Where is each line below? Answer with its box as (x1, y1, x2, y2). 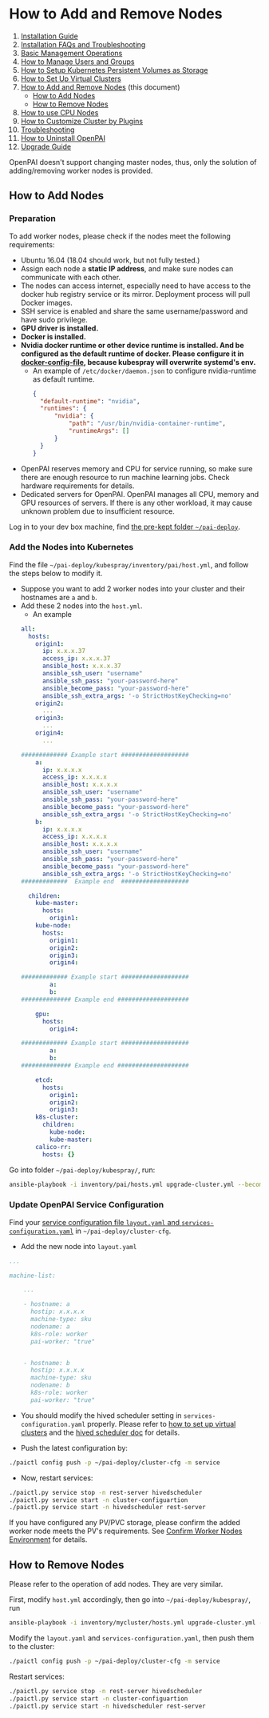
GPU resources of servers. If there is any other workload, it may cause (20, 498, 252, 507)
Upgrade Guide (20, 142, 72, 151)
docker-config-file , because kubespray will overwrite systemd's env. (20, 357, 256, 366)
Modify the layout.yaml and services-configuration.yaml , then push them (9, 1633, 255, 1643)
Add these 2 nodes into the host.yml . (20, 601, 143, 611)
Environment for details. (9, 1535, 88, 1544)
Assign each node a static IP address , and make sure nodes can (20, 263, 234, 273)
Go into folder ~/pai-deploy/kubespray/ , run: (9, 1165, 156, 1175)
